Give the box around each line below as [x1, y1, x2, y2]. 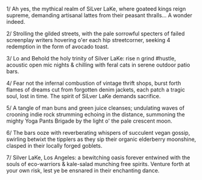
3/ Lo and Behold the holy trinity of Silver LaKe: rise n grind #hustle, [6, 55, 176, 62]
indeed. [6, 18, 26, 25]
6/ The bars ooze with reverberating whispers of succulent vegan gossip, [6, 129, 190, 136]
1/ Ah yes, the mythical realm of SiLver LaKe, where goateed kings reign [6, 5, 186, 12]
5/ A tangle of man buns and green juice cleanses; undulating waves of [6, 104, 185, 112]
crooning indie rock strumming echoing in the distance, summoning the [6, 111, 186, 118]
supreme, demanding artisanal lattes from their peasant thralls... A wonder [6, 12, 193, 19]
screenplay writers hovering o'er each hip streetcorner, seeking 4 [6, 37, 170, 43]
